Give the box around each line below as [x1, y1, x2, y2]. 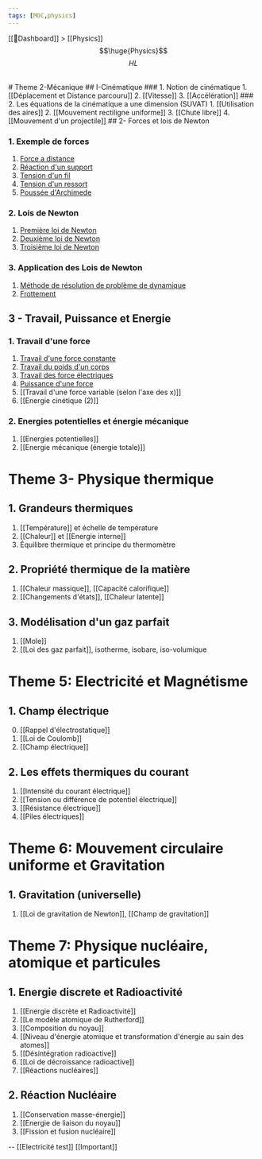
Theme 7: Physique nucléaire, [8, 937, 209, 955]
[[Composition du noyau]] [19, 1023, 105, 1033]
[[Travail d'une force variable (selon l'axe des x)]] [19, 387, 182, 397]
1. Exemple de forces [8, 136, 90, 147]
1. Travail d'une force [8, 335, 91, 347]
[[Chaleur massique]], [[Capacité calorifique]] [19, 583, 169, 593]
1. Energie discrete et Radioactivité [8, 985, 183, 998]
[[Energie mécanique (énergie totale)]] [19, 442, 145, 452]
